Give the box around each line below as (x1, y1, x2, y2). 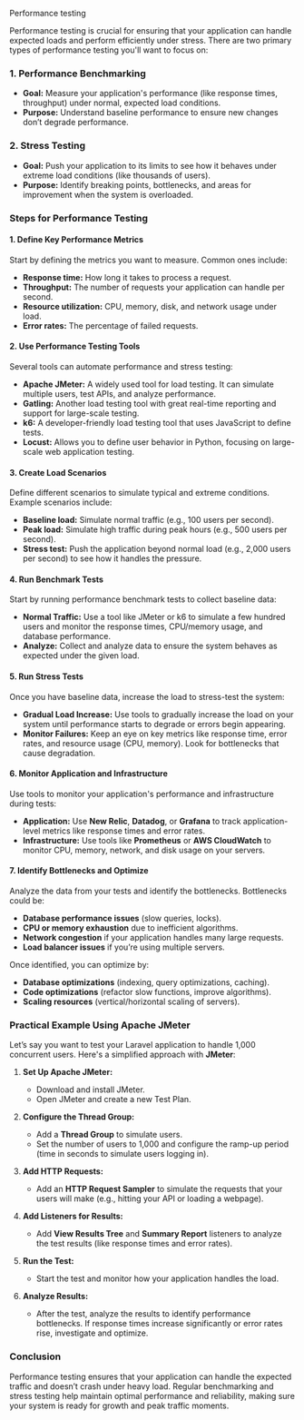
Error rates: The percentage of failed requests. (22, 320, 199, 330)
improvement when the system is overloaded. (22, 189, 193, 200)
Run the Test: (22, 1256, 74, 1267)
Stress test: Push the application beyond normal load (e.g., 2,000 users (22, 544, 291, 555)
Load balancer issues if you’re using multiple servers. (22, 942, 225, 952)
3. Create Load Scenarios (9, 467, 107, 478)
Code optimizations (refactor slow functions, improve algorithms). (22, 986, 272, 997)
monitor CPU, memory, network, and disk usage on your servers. (22, 844, 266, 855)
